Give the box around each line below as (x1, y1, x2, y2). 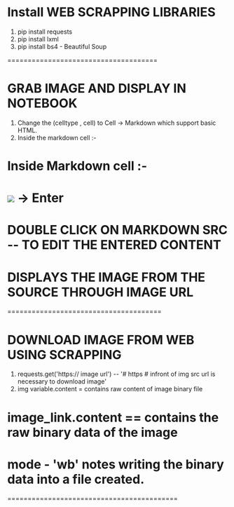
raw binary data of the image (7, 424, 178, 440)
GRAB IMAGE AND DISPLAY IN (7, 81, 187, 97)
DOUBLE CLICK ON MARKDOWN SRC (7, 222, 228, 238)
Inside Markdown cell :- (7, 158, 148, 174)
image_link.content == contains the (7, 410, 219, 425)
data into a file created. (7, 471, 145, 487)
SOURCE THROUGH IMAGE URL (7, 284, 194, 300)
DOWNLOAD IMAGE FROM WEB (7, 332, 195, 348)
